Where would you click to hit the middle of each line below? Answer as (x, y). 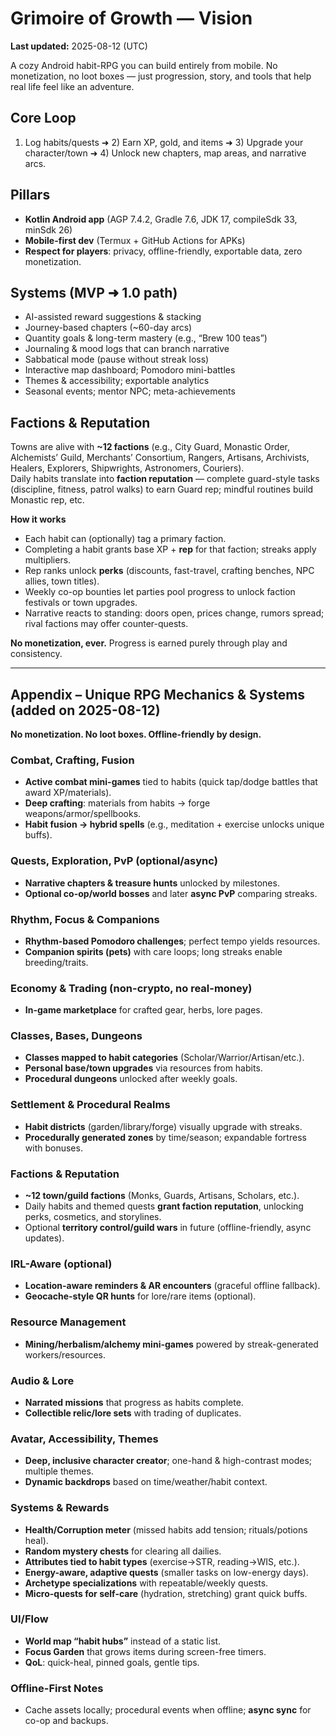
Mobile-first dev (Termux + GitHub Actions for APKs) (135, 240)
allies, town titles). (62, 581)
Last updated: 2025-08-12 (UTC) (79, 46)
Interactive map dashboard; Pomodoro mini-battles (130, 370)
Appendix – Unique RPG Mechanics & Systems (158, 694)
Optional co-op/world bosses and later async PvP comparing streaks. (171, 893)
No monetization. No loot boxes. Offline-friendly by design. (136, 734)
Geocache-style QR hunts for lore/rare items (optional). (140, 1296)
